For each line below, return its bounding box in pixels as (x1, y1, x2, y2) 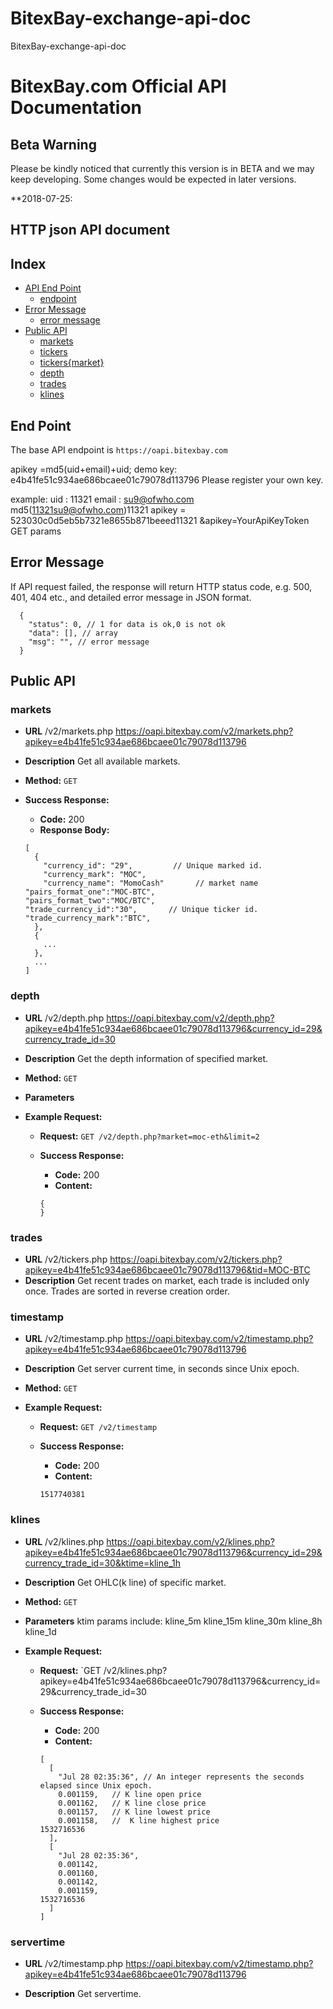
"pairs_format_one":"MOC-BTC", (24, 887, 156, 897)
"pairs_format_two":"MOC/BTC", (24, 896, 156, 906)
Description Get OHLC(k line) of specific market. (24, 1576, 227, 1588)
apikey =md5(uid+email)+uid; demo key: (10, 463, 178, 475)
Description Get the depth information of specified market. (24, 1052, 269, 1064)
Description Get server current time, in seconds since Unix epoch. (24, 1363, 300, 1375)
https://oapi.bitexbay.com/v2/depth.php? (106, 1012, 275, 1024)
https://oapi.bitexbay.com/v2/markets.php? (114, 725, 294, 737)
